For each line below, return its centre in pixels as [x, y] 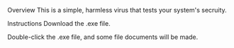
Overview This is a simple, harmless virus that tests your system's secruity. [117, 10]
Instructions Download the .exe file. [59, 23]
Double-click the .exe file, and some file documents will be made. [103, 37]
